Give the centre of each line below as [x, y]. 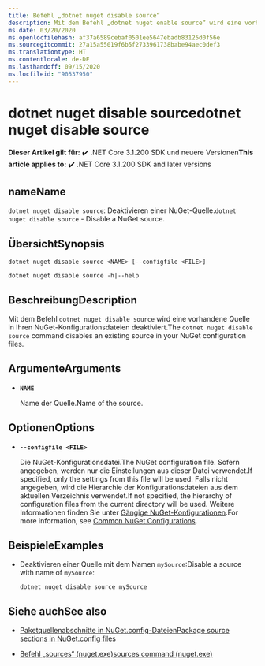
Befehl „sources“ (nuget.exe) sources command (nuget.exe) [116, 654]
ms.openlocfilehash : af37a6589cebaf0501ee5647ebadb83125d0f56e [114, 37]
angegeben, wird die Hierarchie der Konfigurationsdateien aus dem [129, 487]
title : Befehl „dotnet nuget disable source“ [84, 15]
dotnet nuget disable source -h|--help [74, 276]
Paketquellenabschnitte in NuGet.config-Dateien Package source [125, 631]
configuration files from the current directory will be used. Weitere [127, 504]
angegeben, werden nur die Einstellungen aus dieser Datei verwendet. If [136, 471]
